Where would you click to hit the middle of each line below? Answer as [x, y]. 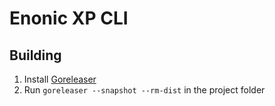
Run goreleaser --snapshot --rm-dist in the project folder [144, 90]
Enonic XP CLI [69, 18]
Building [35, 55]
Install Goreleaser [60, 79]
